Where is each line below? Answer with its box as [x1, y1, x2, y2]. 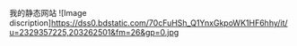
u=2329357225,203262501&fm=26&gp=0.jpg [9, 27, 179, 37]
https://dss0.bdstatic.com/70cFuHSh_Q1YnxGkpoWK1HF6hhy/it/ [50, 18, 289, 28]
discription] [9, 18, 52, 28]
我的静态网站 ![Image [9, 8, 87, 18]
